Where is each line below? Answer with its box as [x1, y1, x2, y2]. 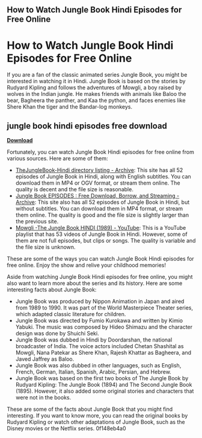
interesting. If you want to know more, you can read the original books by [7, 412, 188, 419]
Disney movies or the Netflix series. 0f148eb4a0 [7, 425, 126, 432]
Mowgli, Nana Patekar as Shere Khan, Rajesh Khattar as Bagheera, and [15, 349, 192, 357]
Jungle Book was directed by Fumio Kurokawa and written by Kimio [15, 317, 183, 325]
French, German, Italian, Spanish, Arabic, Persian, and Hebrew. [15, 368, 172, 376]
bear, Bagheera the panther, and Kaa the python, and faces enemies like [7, 97, 186, 104]
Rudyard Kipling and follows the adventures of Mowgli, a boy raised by [7, 84, 182, 91]
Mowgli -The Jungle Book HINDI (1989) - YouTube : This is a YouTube [15, 224, 186, 232]
